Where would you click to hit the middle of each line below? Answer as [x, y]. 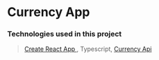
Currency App [49, 12]
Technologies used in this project [65, 34]
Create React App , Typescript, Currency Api [88, 49]
